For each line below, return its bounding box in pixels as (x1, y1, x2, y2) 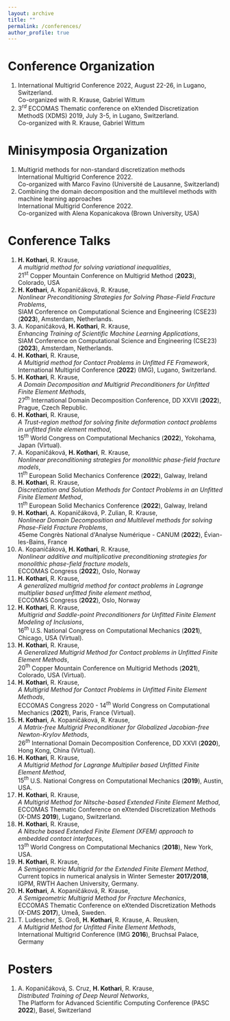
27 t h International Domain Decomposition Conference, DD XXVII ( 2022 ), (17, 395, 222, 405)
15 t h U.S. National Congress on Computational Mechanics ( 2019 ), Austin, (17, 775, 223, 785)
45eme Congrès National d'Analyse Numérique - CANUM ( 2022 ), (17, 531, 203, 538)
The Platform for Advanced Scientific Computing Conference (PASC (17, 998, 209, 1007)
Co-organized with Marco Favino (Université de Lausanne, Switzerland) (17, 179, 220, 188)
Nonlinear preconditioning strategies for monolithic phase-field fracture (17, 455, 221, 464)
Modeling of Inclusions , (17, 618, 84, 626)
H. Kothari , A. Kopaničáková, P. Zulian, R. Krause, (17, 509, 158, 517)
